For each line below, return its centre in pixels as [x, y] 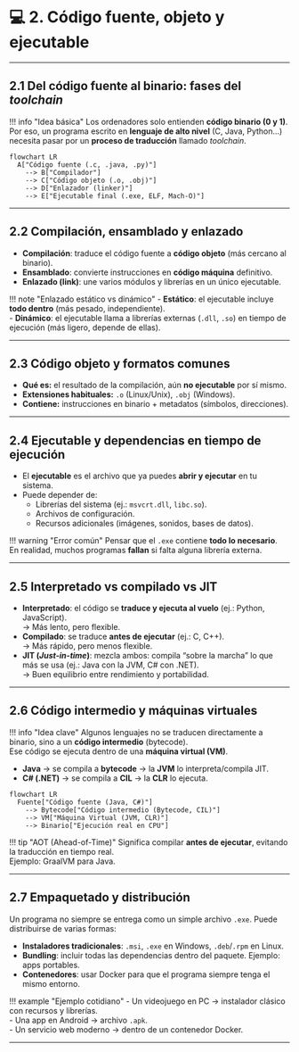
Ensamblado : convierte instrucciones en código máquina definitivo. [147, 272]
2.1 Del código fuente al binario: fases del [125, 86]
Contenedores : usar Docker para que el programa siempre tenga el [146, 974]
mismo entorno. [51, 983]
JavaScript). [44, 617]
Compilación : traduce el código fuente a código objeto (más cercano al [154, 253]
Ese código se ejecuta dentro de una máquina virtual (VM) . [119, 751]
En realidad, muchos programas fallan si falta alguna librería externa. [136, 551]
